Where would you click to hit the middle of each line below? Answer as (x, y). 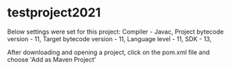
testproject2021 (54, 13)
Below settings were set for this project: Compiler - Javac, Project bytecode (115, 32)
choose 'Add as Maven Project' (52, 59)
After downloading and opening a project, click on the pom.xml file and (109, 52)
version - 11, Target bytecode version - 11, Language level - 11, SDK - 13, (109, 38)
